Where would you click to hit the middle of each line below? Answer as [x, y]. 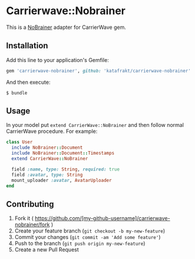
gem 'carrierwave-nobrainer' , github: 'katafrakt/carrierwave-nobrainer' [99, 71]
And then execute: [28, 82]
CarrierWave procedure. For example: [52, 132]
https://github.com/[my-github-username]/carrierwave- [102, 218]
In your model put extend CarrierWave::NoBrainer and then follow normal [95, 125]
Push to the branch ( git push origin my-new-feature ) [80, 244]
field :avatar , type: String [47, 175]
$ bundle [17, 93]
